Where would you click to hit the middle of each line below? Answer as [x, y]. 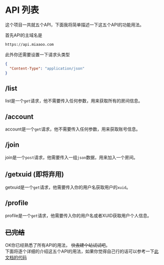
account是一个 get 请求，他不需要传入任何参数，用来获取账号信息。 [73, 129]
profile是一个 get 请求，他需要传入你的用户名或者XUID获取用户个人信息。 [78, 215]
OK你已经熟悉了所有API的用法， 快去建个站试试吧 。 [58, 245]
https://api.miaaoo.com [30, 44]
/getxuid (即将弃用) [34, 175]
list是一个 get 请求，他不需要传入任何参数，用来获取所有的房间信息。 [74, 101]
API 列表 [22, 10]
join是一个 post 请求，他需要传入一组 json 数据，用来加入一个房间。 [71, 157]
